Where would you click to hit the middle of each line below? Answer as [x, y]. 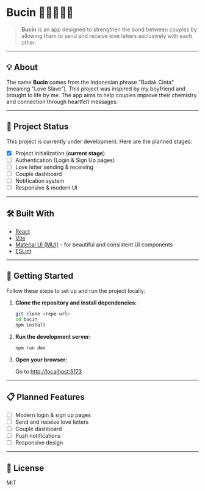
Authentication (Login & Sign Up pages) [65, 160]
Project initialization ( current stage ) [60, 153]
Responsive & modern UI [46, 187]
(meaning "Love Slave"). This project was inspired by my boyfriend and [96, 89]
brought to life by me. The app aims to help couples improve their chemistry [102, 95]
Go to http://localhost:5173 [49, 372]
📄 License [25, 468]
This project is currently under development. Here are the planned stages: [99, 141]
